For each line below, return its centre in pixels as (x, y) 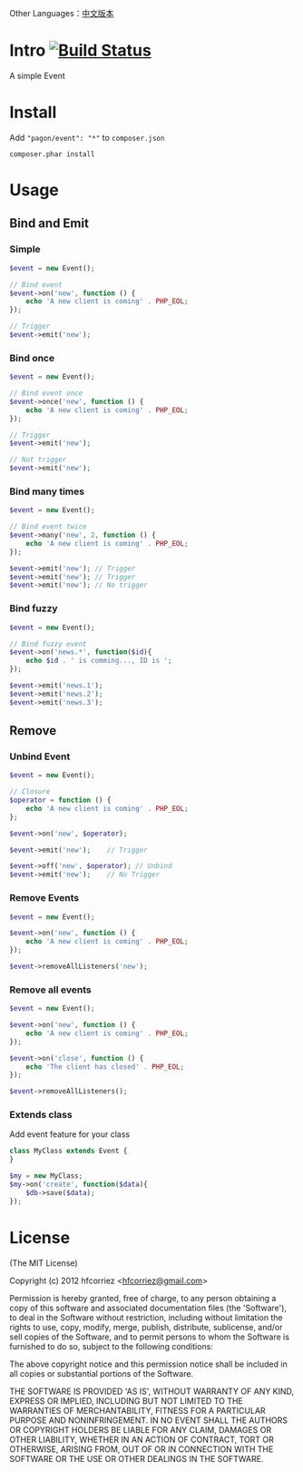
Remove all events (51, 990)
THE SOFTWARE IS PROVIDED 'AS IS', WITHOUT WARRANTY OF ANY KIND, (152, 1391)
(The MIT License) (44, 1263)
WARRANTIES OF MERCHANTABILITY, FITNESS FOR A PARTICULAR (137, 1410)
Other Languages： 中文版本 (62, 13)
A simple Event (37, 75)
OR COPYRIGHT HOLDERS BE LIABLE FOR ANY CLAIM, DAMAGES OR (141, 1429)
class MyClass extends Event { (68, 1151)
